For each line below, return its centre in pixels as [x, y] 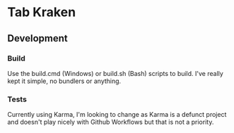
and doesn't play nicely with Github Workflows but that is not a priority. [111, 122]
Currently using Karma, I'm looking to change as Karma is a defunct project [117, 115]
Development [38, 38]
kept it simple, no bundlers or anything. [64, 81]
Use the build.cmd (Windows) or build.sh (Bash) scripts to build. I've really [116, 73]
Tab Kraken [42, 12]
